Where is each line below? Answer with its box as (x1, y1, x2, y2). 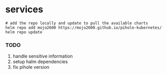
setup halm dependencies (12, 59, 68, 65)
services (5, 4, 44, 15)
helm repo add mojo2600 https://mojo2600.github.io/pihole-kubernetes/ (5, 25, 162, 30)
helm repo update (5, 29, 43, 34)
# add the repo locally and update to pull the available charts (5, 21, 148, 26)
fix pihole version (12, 64, 50, 70)
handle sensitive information (12, 53, 73, 60)
